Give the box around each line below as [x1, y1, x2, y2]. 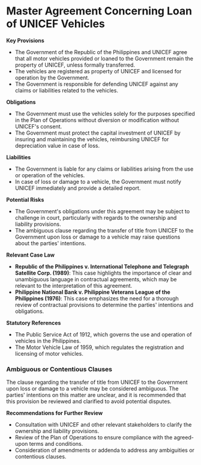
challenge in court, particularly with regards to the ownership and [14, 214, 177, 221]
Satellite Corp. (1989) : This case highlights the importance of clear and [14, 269, 192, 276]
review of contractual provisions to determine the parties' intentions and [14, 301, 194, 308]
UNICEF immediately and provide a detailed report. [14, 184, 141, 192]
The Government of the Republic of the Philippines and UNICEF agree [14, 48, 188, 55]
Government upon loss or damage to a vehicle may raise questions [14, 233, 181, 240]
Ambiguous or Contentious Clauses [6, 365, 113, 373]
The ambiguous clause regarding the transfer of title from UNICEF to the [14, 226, 194, 234]
